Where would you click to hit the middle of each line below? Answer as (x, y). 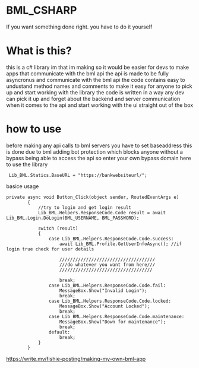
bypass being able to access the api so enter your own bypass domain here (99, 158)
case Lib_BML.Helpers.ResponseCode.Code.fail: (107, 285)
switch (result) (58, 228)
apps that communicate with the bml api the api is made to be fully (88, 73)
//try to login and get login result (85, 207)
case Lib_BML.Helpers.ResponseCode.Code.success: (111, 239)
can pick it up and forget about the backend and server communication (93, 99)
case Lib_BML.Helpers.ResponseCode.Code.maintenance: (116, 316)
